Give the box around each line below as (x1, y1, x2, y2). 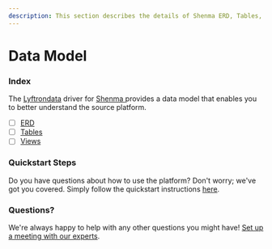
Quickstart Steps (8, 157, 77, 168)
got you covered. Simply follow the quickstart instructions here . (8, 184, 220, 194)
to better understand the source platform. (8, 103, 147, 112)
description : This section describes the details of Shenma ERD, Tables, (8, 11, 263, 20)
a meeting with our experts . (8, 231, 100, 241)
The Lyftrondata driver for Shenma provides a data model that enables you (8, 94, 257, 103)
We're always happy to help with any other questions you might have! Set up (8, 222, 264, 232)
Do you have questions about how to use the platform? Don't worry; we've (8, 175, 257, 185)
